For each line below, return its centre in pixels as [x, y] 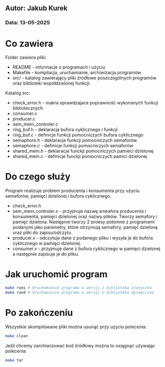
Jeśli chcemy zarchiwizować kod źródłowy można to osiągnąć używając [80, 345]
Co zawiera [29, 44]
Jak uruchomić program [57, 274]
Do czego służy [38, 177]
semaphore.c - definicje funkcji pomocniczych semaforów [73, 146]
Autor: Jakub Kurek [36, 8]
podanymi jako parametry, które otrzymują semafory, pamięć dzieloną [85, 227]
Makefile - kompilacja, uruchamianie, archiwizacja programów [77, 73]
